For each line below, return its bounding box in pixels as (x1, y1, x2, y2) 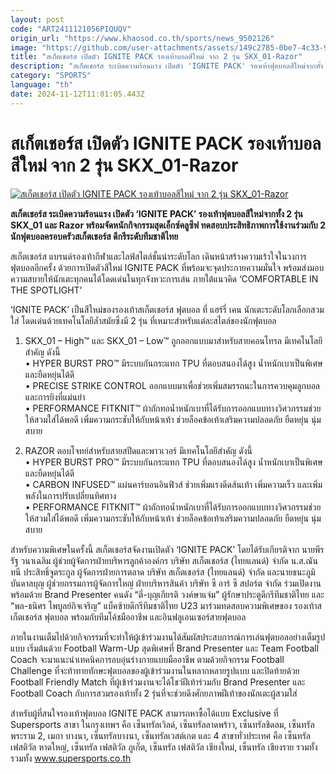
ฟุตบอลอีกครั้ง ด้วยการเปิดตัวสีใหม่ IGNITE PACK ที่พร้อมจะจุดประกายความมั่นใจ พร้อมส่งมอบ (10, 261, 325, 273)
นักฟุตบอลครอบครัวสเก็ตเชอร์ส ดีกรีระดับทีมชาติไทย (10, 230, 179, 242)
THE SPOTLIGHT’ (10, 284, 83, 296)
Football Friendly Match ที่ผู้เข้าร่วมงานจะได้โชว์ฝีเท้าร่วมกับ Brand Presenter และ (10, 676, 306, 688)
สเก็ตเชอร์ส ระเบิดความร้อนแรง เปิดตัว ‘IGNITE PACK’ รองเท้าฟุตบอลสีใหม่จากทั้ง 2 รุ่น (10, 207, 304, 220)
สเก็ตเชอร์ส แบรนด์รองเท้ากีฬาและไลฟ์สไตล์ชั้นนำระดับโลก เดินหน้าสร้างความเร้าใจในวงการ (10, 250, 307, 262)
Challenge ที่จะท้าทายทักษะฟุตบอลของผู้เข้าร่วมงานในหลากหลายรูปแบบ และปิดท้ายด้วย (10, 664, 300, 676)
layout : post (10, 14, 65, 25)
